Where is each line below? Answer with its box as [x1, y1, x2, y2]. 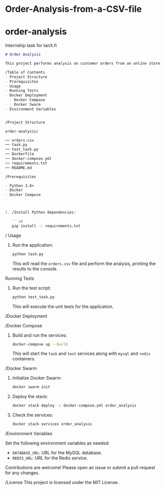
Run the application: [12, 242, 53, 248]
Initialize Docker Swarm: [12, 375, 62, 381]
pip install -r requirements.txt [11, 223, 81, 228]
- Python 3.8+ [5, 183, 35, 188]
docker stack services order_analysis [12, 422, 92, 427]
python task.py [12, 251, 44, 257]
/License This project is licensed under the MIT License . [5, 480, 121, 485]
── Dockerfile [5, 152, 35, 157]
